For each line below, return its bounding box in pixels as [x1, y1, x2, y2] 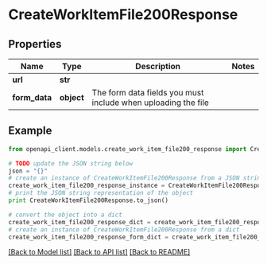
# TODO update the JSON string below [8, 159, 133, 168]
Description [134, 61, 181, 72]
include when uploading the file [91, 97, 209, 108]
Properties [8, 37, 62, 51]
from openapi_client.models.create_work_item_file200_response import [8, 145, 247, 153]
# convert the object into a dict [8, 211, 123, 219]
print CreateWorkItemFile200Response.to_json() [8, 196, 169, 204]
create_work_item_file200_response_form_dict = [8, 233, 169, 241]
